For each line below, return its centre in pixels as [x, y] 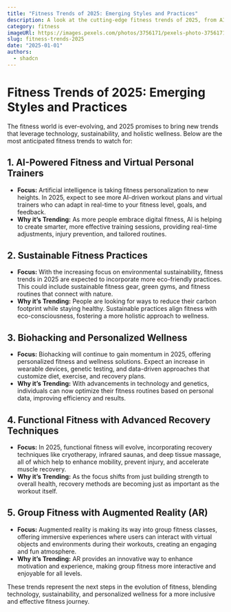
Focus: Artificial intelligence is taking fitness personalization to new [113, 190]
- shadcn [26, 59]
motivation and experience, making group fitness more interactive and [117, 566]
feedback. [31, 212]
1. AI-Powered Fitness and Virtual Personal [100, 163]
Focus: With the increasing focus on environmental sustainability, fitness [120, 272]
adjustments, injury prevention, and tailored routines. [92, 234]
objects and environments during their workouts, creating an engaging [117, 544]
